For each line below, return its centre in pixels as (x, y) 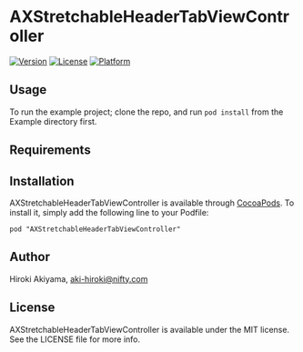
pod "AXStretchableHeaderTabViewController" (95, 229)
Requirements (50, 151)
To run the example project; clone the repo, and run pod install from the (146, 112)
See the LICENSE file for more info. (75, 339)
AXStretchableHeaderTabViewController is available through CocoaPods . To (152, 203)
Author (30, 257)
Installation (42, 181)
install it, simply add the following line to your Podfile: (109, 212)
